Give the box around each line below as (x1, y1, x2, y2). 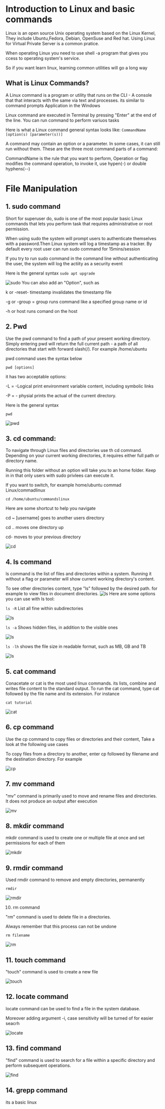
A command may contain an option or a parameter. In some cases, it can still (5, 140, 161, 146)
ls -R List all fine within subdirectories (5, 606, 83, 611)
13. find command (5, 1044, 62, 1053)
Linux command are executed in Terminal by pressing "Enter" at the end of (5, 112, 157, 118)
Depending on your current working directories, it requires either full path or (5, 453, 160, 459)
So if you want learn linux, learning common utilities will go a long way (5, 65, 148, 71)
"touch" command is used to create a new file (5, 969, 99, 975)
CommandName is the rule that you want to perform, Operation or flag (5, 155, 148, 161)
